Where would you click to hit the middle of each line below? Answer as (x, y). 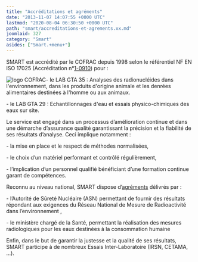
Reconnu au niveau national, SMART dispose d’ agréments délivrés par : (94, 187)
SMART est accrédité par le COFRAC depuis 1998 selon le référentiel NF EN (99, 62)
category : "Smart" (29, 39)
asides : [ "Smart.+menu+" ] (38, 45)
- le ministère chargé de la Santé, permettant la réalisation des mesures (94, 222)
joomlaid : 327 (24, 34)
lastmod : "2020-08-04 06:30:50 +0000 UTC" (60, 23)
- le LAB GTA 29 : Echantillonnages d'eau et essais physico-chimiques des (98, 104)
